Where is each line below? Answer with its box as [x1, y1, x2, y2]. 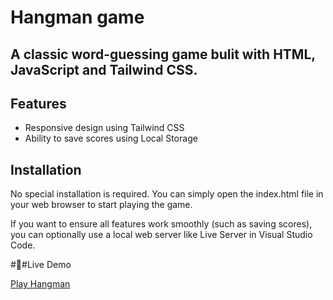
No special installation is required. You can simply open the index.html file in [10, 188, 324, 200]
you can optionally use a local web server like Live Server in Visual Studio [10, 229, 313, 241]
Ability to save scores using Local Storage [24, 132, 198, 145]
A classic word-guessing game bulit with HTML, [10, 46, 316, 63]
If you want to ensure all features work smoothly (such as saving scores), [10, 218, 313, 230]
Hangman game [10, 6, 145, 29]
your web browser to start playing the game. [10, 199, 193, 211]
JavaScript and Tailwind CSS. [10, 61, 198, 78]
